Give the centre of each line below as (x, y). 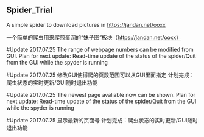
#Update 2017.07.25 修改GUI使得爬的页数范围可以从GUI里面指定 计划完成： (100, 75)
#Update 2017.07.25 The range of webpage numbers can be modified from (100, 49)
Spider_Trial (30, 10)
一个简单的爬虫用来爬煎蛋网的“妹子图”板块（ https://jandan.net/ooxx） (94, 37)
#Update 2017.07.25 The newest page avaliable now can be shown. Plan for (101, 94)
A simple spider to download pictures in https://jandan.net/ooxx (86, 24)
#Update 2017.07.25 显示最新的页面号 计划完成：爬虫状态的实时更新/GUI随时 (102, 120)
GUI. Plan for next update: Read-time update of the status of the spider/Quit (101, 56)
